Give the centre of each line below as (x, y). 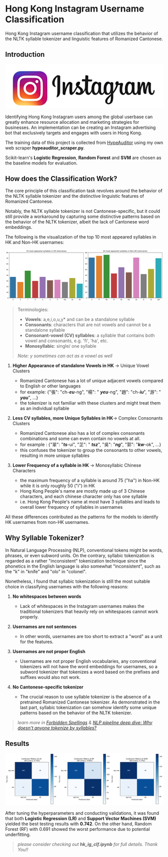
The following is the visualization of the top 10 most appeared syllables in (81, 237)
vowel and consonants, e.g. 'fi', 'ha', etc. (66, 341)
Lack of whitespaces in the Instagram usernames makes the (82, 606)
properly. (29, 616)
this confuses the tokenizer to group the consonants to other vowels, (91, 450)
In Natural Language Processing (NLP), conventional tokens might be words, (84, 550)
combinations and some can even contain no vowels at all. (80, 438)
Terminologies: (33, 309)
